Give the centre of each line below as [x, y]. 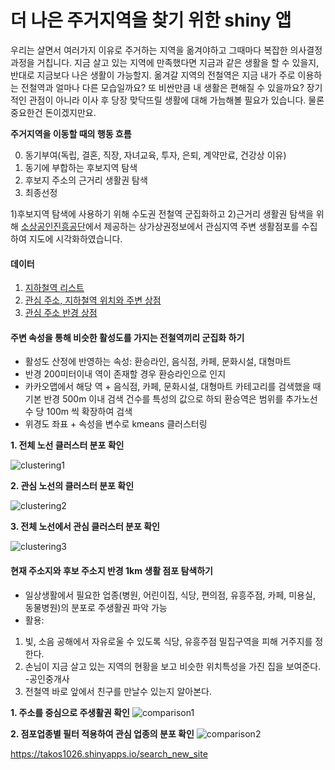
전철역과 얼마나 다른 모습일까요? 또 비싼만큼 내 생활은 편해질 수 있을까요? [162, 87]
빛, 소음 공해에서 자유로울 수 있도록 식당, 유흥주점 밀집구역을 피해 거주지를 [168, 641]
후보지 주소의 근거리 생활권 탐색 [86, 180]
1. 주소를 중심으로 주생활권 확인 [70, 712]
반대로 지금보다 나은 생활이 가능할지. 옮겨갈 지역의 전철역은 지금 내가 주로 [153, 75]
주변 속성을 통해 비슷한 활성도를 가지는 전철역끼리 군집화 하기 [127, 337]
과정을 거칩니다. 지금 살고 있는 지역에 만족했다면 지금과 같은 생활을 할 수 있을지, [165, 62]
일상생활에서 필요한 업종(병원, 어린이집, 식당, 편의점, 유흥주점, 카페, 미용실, [170, 595]
